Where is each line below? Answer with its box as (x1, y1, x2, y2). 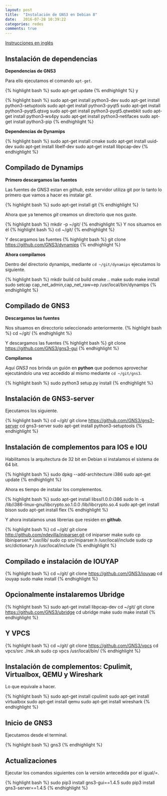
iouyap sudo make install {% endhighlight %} (5, 576, 98, 582)
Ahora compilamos (5, 251, 46, 257)
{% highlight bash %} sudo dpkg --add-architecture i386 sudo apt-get (5, 472, 151, 478)
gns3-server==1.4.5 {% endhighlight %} (5, 785, 88, 791)
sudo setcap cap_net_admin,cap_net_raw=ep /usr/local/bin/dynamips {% (5, 282, 157, 288)
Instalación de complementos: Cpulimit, (5, 662, 133, 671)
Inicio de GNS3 (5, 718, 53, 727)
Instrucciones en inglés (5, 40, 54, 46)
